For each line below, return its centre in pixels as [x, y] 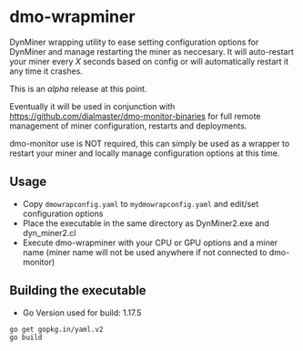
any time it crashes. [46, 71]
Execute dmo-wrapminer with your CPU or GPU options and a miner [150, 243]
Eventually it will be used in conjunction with [92, 106]
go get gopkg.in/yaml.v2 [56, 329]
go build [26, 337]
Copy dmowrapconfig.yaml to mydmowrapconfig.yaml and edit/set [141, 203]
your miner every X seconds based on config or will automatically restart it [149, 61]
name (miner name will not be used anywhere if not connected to [145, 252]
